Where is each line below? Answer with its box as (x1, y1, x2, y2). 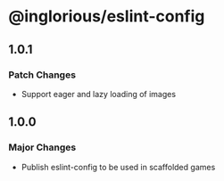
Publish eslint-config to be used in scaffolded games (21, 161, 216, 172)
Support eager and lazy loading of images (21, 88, 176, 99)
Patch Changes (8, 69, 77, 81)
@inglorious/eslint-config (8, 6, 205, 27)
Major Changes (8, 141, 77, 153)
